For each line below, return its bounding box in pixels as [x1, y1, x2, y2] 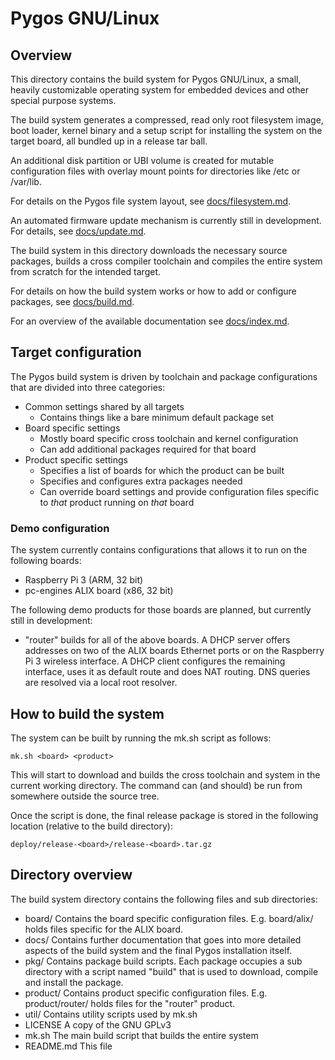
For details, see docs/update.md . [10, 225, 147, 237]
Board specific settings [24, 422, 121, 434]
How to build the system [10, 705, 165, 722]
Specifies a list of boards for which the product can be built [39, 464, 285, 476]
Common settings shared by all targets [24, 400, 185, 412]
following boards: [10, 555, 82, 567]
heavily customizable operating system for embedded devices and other [10, 84, 309, 96]
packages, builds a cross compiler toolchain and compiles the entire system [10, 255, 323, 267]
